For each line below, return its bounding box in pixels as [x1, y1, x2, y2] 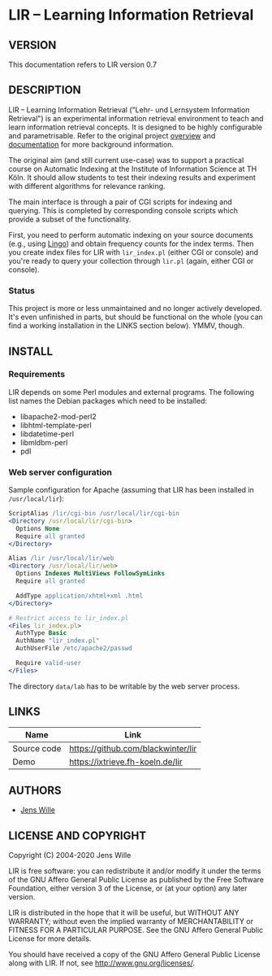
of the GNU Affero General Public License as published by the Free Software [8, 875, 264, 885]
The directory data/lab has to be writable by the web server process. [8, 681, 240, 691]
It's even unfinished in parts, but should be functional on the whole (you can [8, 312, 264, 322]
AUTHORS [8, 784, 63, 798]
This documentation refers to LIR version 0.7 [8, 59, 157, 69]
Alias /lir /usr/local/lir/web [8, 554, 114, 562]
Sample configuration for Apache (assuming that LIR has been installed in [8, 485, 254, 495]
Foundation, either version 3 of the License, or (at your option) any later [8, 883, 248, 893]
